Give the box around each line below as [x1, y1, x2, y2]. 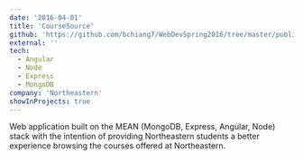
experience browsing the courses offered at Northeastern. [9, 140, 226, 151]
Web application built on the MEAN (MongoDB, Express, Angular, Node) [9, 121, 276, 132]
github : [9, 30, 39, 39]
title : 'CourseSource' [9, 22, 95, 31]
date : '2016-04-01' [9, 13, 83, 22]
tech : [9, 47, 30, 56]
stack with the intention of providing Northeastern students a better [9, 131, 260, 142]
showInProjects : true [9, 96, 91, 106]
